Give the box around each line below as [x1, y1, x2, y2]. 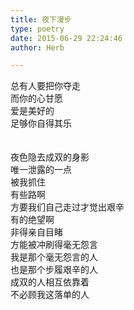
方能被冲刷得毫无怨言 [10, 239, 98, 251]
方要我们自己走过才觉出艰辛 [10, 201, 125, 213]
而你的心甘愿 [10, 92, 63, 105]
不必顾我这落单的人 [10, 289, 90, 301]
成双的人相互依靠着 [10, 276, 90, 288]
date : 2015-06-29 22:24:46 [10, 33, 123, 43]
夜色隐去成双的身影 [10, 151, 90, 163]
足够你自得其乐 [10, 117, 72, 130]
